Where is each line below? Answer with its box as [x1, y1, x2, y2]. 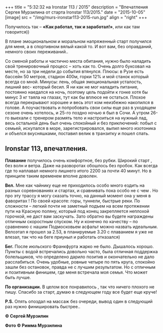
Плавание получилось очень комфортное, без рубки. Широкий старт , [5, 158, 152, 163]
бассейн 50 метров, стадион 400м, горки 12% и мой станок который [5, 74, 149, 79]
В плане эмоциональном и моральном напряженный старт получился [5, 38, 152, 44]
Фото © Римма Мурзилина [5, 322, 62, 328]
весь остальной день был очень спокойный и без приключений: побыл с [5, 120, 157, 126]
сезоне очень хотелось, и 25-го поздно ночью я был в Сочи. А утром [5, 110, 150, 116]
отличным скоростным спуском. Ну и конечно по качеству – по [5, 218, 138, 224]
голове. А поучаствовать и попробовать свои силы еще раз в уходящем [5, 105, 156, 110]
